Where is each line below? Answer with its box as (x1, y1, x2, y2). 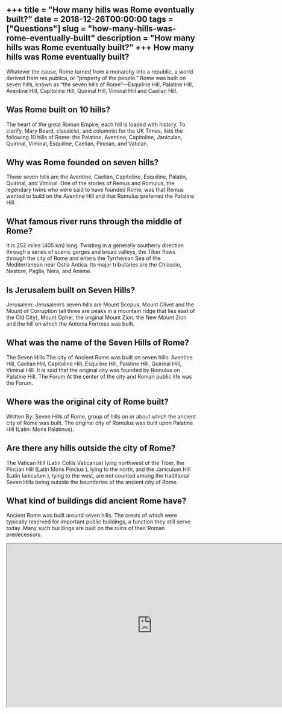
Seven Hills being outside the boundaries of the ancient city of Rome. (6, 478, 178, 485)
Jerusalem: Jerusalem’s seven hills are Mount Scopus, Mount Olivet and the (6, 301, 195, 308)
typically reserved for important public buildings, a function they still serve (6, 518, 191, 525)
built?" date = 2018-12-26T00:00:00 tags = (6, 14, 174, 25)
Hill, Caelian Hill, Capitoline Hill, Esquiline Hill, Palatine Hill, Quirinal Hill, (6, 360, 182, 367)
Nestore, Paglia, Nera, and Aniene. (6, 268, 92, 275)
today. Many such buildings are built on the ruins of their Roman (6, 525, 165, 532)
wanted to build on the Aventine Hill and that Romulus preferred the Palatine (6, 192, 195, 200)
